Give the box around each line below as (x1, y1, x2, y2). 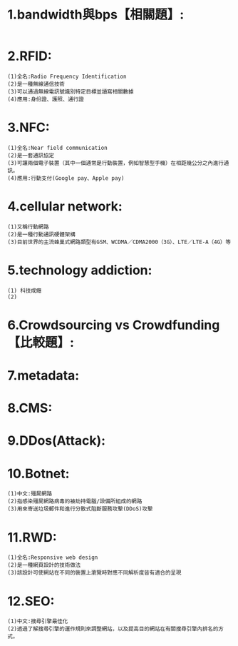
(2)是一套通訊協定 (7, 151, 55, 159)
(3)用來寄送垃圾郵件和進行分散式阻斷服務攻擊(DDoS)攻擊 (7, 505, 153, 513)
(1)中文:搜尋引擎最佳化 (7, 618, 68, 625)
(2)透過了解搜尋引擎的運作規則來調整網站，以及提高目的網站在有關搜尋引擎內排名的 (7, 625, 219, 632)
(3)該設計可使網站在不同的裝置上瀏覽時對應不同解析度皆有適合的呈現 (7, 569, 182, 577)
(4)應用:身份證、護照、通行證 (7, 96, 84, 103)
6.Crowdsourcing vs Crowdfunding (7, 317, 220, 333)
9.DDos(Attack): (7, 433, 105, 449)
